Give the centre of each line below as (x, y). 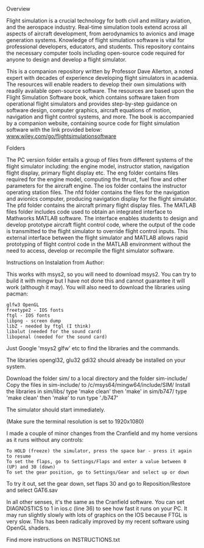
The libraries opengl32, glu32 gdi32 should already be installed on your (96, 360)
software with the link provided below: (54, 130)
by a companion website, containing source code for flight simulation (93, 123)
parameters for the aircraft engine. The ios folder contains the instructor (97, 186)
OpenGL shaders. (28, 528)
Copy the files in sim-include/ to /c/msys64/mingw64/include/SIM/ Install (98, 385)
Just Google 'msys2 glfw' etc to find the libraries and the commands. (93, 348)
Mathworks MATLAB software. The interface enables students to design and (102, 218)
